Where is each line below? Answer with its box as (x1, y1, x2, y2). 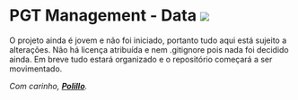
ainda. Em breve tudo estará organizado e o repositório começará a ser (9, 54, 273, 64)
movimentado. (9, 63, 63, 74)
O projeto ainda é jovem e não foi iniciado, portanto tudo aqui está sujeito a (9, 35, 287, 46)
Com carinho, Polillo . (9, 80, 88, 91)
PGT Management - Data (9, 5, 197, 26)
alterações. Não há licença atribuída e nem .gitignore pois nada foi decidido (9, 44, 289, 54)
